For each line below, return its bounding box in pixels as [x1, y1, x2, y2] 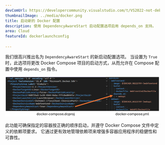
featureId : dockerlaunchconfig [5, 34, 69, 39]
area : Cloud [5, 29, 29, 34]
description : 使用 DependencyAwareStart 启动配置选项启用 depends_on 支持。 [5, 24, 156, 29]
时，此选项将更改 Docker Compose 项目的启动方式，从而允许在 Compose [5, 59, 154, 66]
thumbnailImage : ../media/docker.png [5, 13, 82, 18]
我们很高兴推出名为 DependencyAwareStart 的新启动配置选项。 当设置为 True [5, 54, 158, 59]
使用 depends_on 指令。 [13, 66, 60, 72]
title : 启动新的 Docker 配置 [5, 18, 60, 23]
